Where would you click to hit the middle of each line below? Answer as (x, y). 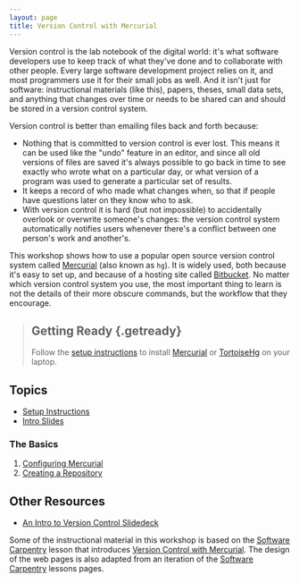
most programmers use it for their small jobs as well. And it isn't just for (140, 80)
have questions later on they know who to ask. (108, 200)
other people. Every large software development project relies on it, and (141, 70)
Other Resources (57, 501)
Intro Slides (43, 421)
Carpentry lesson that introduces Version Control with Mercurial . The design (149, 550)
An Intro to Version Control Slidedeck (90, 523)
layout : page (33, 17)
